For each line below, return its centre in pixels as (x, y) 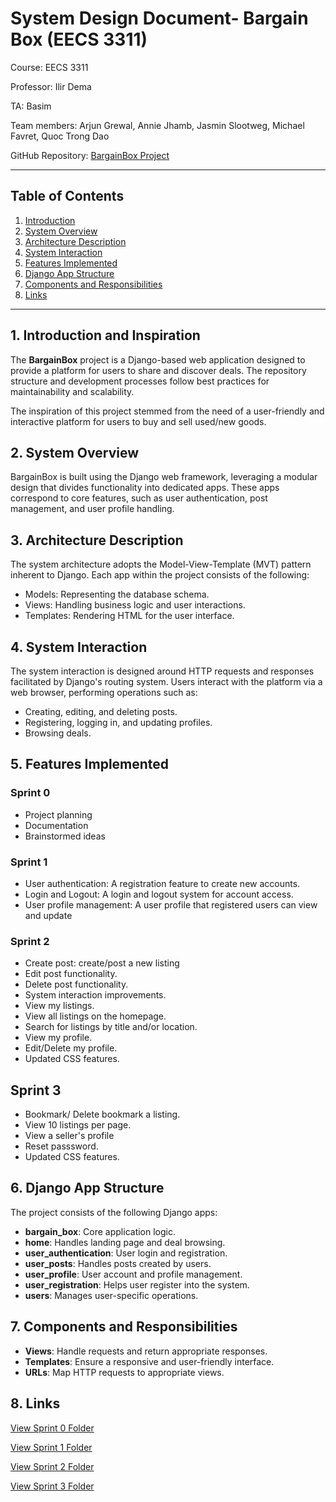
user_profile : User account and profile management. (133, 1274)
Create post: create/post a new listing (102, 963)
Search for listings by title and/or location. (111, 1027)
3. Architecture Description (97, 540)
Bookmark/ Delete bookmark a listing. (102, 1114)
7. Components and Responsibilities (124, 1327)
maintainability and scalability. (72, 391)
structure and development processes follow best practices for (140, 381)
